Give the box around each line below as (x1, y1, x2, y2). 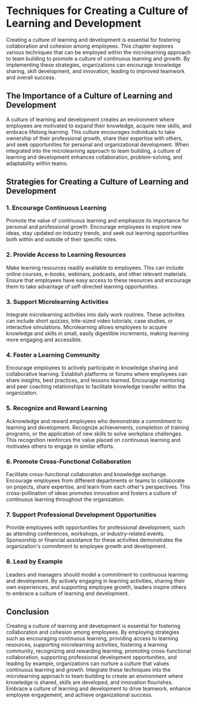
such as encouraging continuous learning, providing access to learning (6, 635, 178, 642)
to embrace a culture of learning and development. (6, 590, 129, 597)
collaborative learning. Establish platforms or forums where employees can (6, 371, 188, 378)
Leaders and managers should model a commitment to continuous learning (6, 571, 188, 578)
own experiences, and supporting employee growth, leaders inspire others (6, 583, 187, 591)
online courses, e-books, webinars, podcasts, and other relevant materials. (6, 270, 188, 277)
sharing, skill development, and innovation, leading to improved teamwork (6, 67, 185, 74)
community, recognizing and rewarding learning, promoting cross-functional (6, 647, 191, 654)
